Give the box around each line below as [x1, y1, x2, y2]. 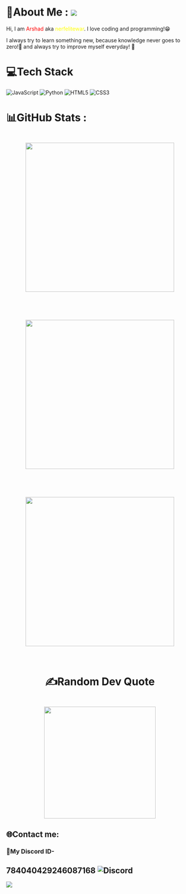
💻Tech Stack [6, 65, 74, 79]
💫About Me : [6, 5, 69, 19]
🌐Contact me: [6, 829, 59, 839]
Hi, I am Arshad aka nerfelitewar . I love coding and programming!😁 [6, 25, 171, 32]
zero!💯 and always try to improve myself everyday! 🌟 [6, 43, 135, 50]
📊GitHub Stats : [6, 111, 87, 125]
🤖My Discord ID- [6, 847, 55, 855]
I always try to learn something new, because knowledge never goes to [6, 36, 181, 44]
